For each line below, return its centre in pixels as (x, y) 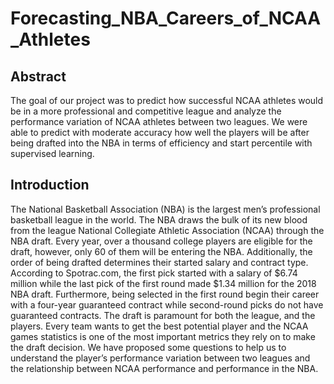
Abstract (38, 76)
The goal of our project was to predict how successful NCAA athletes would (167, 100)
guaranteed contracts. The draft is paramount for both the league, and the (163, 315)
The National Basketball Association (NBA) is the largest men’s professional (165, 209)
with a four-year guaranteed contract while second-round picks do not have (167, 304)
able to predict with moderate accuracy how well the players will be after (160, 132)
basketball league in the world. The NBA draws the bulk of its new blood (159, 219)
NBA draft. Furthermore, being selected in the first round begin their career (165, 294)
